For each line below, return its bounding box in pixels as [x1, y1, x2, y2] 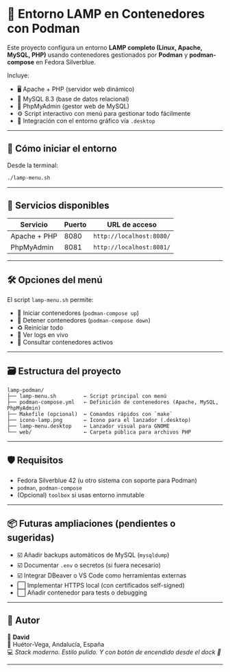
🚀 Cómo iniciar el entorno [7, 143, 118, 155]
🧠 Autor [7, 614, 40, 626]
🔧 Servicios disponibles [7, 200, 110, 212]
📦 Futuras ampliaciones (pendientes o [7, 518, 176, 530]
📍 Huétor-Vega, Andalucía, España [7, 640, 105, 648]
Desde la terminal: [7, 161, 58, 169]
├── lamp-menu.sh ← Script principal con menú [7, 393, 167, 400]
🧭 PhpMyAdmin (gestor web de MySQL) [16, 102, 130, 110]
